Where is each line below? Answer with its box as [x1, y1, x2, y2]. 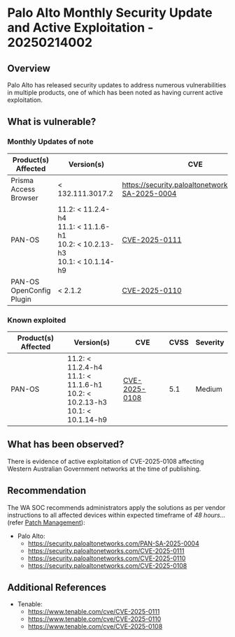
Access [10, 184, 36, 193]
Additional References [7, 582, 107, 593]
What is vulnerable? [7, 116, 97, 128]
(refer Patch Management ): [7, 518, 85, 527]
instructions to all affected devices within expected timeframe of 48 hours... [7, 511, 226, 519]
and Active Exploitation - [7, 20, 154, 36]
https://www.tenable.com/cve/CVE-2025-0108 [27, 622, 163, 631]
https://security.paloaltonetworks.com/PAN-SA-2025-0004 [27, 539, 199, 548]
